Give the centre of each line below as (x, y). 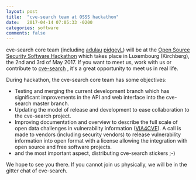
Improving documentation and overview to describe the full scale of (96, 122)
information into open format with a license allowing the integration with (101, 141)
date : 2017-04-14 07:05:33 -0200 (49, 22)
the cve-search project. (43, 116)
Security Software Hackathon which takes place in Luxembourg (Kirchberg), (98, 56)
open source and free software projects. (63, 147)
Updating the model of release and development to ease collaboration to (102, 110)
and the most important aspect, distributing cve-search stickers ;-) (95, 153)
